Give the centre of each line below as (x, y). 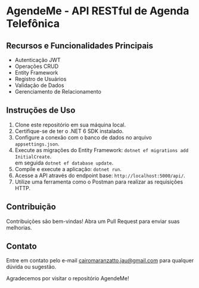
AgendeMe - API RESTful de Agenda (98, 11)
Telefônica (33, 24)
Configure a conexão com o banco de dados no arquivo (83, 137)
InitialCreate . (33, 156)
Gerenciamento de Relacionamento (58, 92)
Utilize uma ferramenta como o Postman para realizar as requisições (99, 182)
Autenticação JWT (38, 60)
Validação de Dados (39, 85)
